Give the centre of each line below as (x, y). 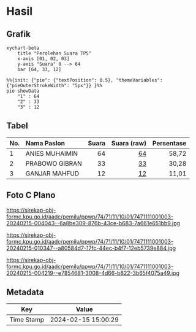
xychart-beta (23, 48)
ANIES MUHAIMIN (52, 153)
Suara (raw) (129, 143)
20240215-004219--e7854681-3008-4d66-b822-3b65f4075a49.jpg (93, 273)
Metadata (25, 292)
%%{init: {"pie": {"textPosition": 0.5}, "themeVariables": (85, 80)
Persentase (169, 143)
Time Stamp (27, 320)
